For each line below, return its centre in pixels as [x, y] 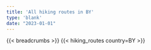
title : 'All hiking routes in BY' [50, 12]
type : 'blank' [24, 18]
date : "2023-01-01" [31, 23]
